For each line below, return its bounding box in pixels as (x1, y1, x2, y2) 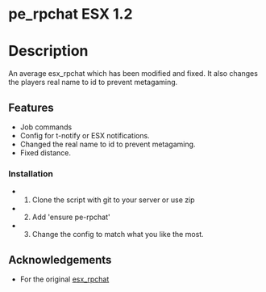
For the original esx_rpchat (19, 274, 110, 284)
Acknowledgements (8, 252, 112, 267)
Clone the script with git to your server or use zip (31, 195, 195, 205)
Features (8, 100, 54, 114)
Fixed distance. (19, 147, 71, 158)
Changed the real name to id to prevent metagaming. (19, 139, 196, 149)
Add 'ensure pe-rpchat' (31, 212, 110, 222)
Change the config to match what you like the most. (31, 230, 204, 239)
